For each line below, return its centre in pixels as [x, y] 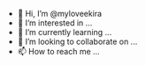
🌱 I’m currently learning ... [65, 32]
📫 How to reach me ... [58, 51]
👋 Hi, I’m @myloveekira [60, 14]
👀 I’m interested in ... [55, 23]
